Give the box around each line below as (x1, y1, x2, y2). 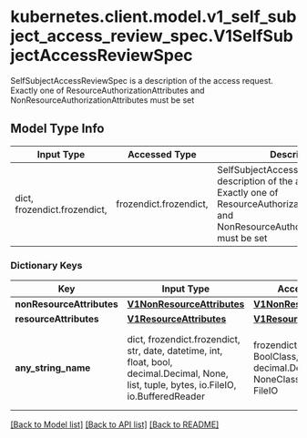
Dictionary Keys (10, 259, 83, 271)
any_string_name (15, 362, 91, 374)
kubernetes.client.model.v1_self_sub (10, 6, 297, 27)
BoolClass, (252, 351, 299, 363)
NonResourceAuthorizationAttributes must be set (10, 94, 195, 106)
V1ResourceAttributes (127, 312, 227, 325)
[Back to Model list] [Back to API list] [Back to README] (10, 419, 220, 430)
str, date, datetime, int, (127, 344, 223, 357)
